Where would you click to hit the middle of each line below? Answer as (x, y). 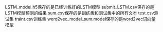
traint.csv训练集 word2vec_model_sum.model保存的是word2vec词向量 (85, 19)
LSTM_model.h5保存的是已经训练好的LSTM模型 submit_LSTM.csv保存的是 (80, 7)
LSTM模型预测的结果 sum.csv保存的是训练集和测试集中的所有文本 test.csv (80, 13)
